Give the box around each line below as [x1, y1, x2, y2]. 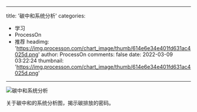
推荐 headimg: [14, 38, 50, 45]
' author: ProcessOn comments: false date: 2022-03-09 [38, 51, 173, 58]
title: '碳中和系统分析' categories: [6, 12, 86, 19]
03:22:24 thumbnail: [14, 57, 64, 64]
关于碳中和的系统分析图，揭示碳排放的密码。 [6, 100, 114, 106]
